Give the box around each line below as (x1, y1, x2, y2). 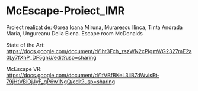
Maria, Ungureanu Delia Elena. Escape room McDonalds (6, 30, 143, 37)
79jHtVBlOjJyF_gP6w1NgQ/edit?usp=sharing (6, 78, 116, 85)
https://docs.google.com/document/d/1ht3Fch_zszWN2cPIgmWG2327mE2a (6, 47, 192, 54)
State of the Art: (6, 41, 46, 48)
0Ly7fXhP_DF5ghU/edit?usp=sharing (6, 54, 97, 61)
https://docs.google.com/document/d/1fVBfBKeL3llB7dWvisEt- (6, 71, 160, 79)
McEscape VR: (6, 65, 42, 72)
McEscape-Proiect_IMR (6, 4, 125, 18)
